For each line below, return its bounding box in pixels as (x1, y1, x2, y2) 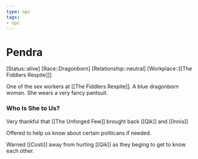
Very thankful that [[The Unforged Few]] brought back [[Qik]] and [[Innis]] (6, 117, 188, 125)
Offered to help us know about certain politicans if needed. (6, 129, 151, 136)
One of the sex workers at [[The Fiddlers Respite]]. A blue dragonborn (6, 83, 179, 90)
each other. (6, 147, 35, 154)
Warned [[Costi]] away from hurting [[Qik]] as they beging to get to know (6, 141, 186, 148)
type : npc (6, 8, 31, 15)
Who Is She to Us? (6, 104, 60, 113)
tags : (6, 14, 20, 20)
